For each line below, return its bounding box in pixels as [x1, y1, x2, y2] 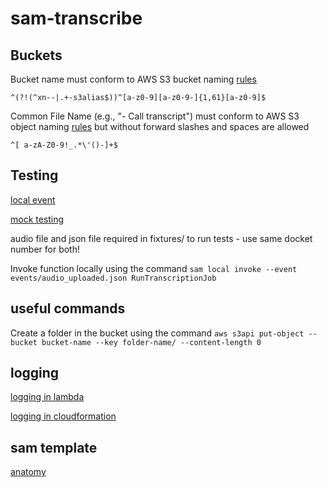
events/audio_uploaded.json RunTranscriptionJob [10, 273, 217, 283]
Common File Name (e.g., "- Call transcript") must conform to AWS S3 [10, 110, 300, 122]
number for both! [10, 243, 80, 255]
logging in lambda [10, 391, 85, 403]
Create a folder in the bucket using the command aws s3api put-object [10, 327, 305, 339]
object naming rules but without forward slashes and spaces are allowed [10, 121, 310, 132]
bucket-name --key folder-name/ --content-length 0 [41, 337, 262, 347]
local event [10, 193, 56, 206]
